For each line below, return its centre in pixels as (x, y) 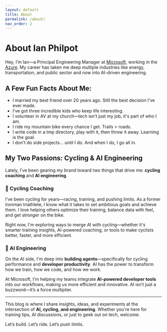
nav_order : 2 (19, 24)
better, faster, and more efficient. (39, 235)
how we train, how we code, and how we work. (53, 270)
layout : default (22, 10)
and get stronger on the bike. (35, 215)
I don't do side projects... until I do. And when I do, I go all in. (74, 143)
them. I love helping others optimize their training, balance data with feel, (80, 210)
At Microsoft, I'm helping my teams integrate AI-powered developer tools (81, 279)
